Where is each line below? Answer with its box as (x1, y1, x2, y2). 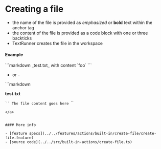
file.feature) (5, 135, 34, 140)
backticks (12, 35, 32, 41)
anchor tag (12, 24, 34, 30)
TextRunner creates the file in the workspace (12, 40, 103, 46)
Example (5, 51, 23, 57)
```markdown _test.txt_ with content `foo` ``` (5, 63, 92, 68)
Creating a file (5, 3, 64, 15)
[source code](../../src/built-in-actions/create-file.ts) (9, 140, 133, 145)
